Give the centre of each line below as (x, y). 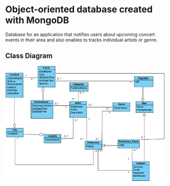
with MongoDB (37, 20)
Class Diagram (29, 56)
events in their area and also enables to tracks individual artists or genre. (81, 40)
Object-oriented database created (79, 9)
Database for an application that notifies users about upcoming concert (80, 34)
